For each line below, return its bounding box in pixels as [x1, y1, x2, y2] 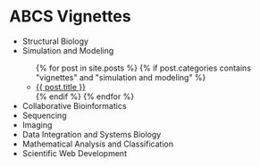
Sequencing [21, 110, 67, 121]
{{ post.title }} [35, 81, 87, 92]
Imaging [21, 119, 53, 130]
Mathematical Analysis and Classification [21, 138, 174, 149]
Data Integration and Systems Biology [21, 129, 162, 139]
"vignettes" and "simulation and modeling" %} [35, 71, 206, 82]
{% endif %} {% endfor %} [35, 91, 135, 102]
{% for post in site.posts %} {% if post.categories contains [35, 63, 252, 73]
